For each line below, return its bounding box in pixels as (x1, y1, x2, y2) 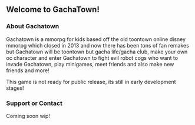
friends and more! (6, 67, 49, 74)
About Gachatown (6, 22, 60, 31)
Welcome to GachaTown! (6, 5, 100, 15)
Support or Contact (6, 99, 63, 107)
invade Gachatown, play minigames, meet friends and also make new (6, 60, 174, 67)
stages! (6, 85, 25, 92)
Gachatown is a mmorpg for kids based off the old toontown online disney (6, 35, 186, 43)
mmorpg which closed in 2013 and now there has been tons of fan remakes (6, 42, 190, 49)
